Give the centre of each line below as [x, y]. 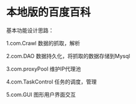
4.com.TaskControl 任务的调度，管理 [52, 82]
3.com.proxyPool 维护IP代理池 [44, 69]
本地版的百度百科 [49, 12]
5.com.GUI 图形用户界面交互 [41, 94]
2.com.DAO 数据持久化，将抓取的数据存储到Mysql [68, 56]
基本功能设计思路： [30, 30]
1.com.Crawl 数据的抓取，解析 [43, 43]
